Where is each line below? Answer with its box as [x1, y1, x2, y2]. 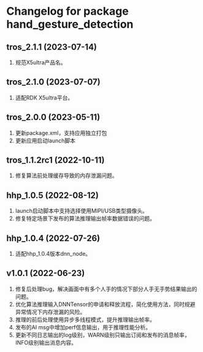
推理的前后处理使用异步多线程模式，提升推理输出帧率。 [15, 316, 155, 323]
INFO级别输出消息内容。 [15, 339, 77, 346]
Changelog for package [6, 4, 129, 18]
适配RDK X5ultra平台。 [15, 94, 74, 101]
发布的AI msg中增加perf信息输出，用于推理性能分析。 [15, 323, 151, 331]
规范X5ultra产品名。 [15, 59, 66, 66]
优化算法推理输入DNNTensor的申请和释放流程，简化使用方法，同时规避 [15, 300, 196, 308]
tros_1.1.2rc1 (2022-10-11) [6, 155, 105, 166]
